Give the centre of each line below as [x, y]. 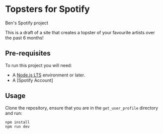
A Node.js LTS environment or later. [49, 75]
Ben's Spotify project [27, 23]
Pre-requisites [28, 53]
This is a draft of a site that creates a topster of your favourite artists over [80, 32]
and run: [14, 113]
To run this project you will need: [39, 65]
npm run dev [17, 127]
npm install [17, 122]
